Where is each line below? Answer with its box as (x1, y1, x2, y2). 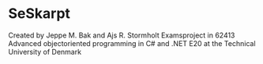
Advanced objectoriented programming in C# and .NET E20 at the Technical (8, 38, 256, 48)
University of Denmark (8, 47, 81, 56)
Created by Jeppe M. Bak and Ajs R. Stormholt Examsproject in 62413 (8, 30, 235, 40)
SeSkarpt (8, 5, 71, 23)
